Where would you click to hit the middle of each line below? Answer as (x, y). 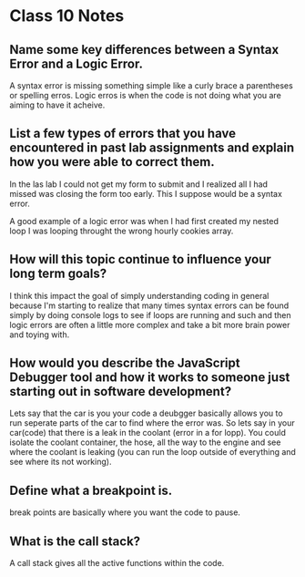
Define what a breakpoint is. (91, 490)
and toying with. (40, 335)
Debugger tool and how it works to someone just (150, 378)
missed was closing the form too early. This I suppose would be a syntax (146, 193)
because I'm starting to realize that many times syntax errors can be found (149, 305)
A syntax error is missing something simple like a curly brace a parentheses (151, 86)
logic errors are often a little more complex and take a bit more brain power (150, 325)
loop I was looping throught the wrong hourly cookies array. (122, 231)
